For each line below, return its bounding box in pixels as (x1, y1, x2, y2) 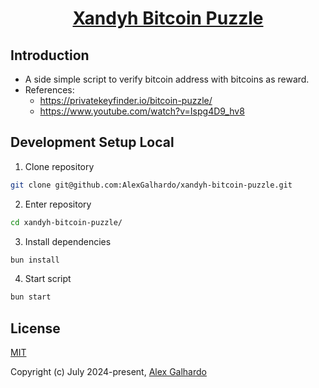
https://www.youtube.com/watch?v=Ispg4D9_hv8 (39, 105, 245, 117)
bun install (10, 255, 60, 265)
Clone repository (24, 160, 95, 172)
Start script (24, 273, 72, 285)
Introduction (10, 47, 90, 64)
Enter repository (24, 198, 92, 210)
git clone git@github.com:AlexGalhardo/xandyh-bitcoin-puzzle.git (10, 180, 293, 190)
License (10, 320, 61, 337)
